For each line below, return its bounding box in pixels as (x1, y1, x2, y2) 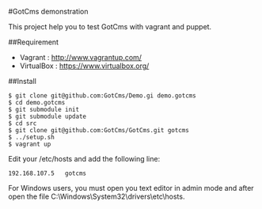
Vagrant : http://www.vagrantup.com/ (19, 53, 142, 62)
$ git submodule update (8, 112, 87, 120)
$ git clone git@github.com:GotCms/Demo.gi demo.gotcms (8, 92, 196, 100)
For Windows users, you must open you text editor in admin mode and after (8, 184, 255, 192)
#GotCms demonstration (8, 7, 89, 16)
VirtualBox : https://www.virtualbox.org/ (19, 61, 150, 70)
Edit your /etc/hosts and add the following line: (8, 154, 161, 163)
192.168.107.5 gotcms (8, 169, 87, 177)
